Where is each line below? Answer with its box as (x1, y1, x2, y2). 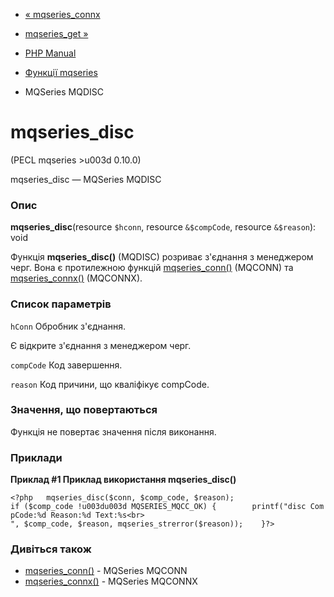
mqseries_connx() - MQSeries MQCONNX (24, 575, 198, 588)
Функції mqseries (24, 67, 98, 78)
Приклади (10, 450, 63, 464)
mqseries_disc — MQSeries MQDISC (10, 173, 162, 185)
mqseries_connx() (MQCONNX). (10, 272, 143, 284)
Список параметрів (10, 297, 112, 311)
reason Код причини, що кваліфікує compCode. (10, 378, 210, 390)
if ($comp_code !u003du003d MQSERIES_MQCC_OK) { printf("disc (10, 502, 307, 512)
